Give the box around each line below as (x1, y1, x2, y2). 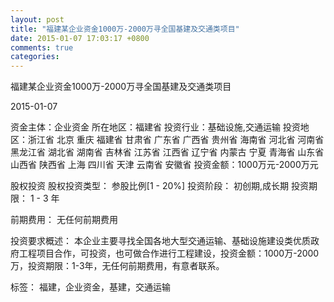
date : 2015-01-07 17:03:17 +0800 (10, 33, 150, 43)
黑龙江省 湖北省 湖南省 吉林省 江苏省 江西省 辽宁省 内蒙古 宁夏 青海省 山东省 (10, 146, 325, 158)
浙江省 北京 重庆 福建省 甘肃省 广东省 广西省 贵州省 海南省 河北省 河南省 (27, 134, 325, 146)
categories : (10, 52, 60, 62)
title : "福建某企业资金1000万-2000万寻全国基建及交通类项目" (10, 24, 240, 34)
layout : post (10, 14, 65, 25)
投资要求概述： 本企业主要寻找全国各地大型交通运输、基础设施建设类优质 (10, 235, 311, 247)
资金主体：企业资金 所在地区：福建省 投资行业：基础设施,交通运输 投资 (10, 121, 301, 133)
